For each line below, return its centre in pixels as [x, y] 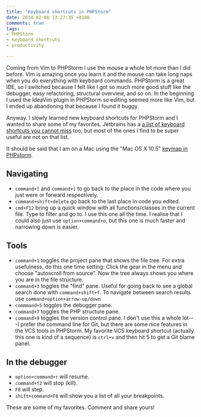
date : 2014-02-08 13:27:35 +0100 [48, 17]
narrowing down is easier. [47, 227]
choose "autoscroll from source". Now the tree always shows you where [104, 273]
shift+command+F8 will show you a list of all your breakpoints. [90, 396]
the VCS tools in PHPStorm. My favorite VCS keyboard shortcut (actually [104, 330]
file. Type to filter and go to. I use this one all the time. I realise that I [99, 214]
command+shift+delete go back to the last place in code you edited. [97, 201]
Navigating [27, 174]
